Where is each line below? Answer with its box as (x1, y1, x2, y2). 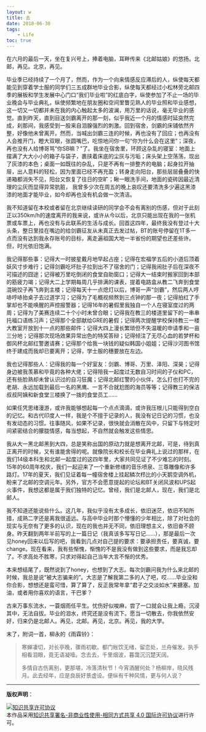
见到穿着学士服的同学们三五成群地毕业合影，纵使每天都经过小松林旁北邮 (11, 83, 194, 91)
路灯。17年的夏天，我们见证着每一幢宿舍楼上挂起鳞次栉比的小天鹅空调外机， (6, 471, 200, 478)
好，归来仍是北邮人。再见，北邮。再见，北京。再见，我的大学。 (6, 617, 167, 625)
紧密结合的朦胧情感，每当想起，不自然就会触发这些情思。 (11, 427, 157, 434)
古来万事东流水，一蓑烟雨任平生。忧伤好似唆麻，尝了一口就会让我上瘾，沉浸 (6, 602, 200, 609)
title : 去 (6, 15, 31, 21)
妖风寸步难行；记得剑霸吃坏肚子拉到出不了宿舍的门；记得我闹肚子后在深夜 (6, 263, 194, 270)
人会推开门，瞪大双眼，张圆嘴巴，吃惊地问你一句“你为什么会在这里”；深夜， (6, 137, 199, 144)
